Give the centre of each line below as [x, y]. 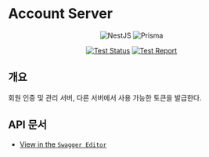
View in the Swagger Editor [63, 144]
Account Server [61, 14]
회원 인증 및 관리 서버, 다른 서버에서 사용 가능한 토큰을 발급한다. [105, 97]
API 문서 [27, 125]
